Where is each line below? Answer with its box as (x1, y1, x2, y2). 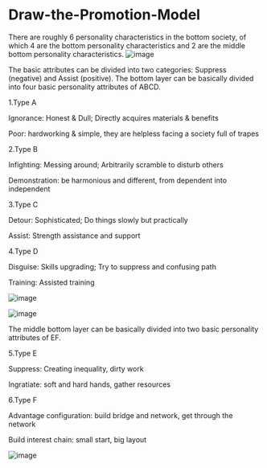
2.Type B (8, 144, 38, 154)
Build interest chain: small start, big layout (8, 434, 147, 444)
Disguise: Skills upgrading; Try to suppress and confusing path (8, 261, 217, 271)
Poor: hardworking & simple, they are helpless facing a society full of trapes (8, 129, 260, 138)
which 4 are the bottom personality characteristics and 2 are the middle (8, 40, 246, 50)
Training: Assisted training (8, 277, 95, 287)
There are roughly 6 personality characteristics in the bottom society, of (8, 32, 247, 42)
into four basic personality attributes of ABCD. (8, 82, 161, 92)
